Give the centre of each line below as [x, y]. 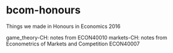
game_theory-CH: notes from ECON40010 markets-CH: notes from [87, 37]
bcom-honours [43, 10]
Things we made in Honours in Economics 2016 [63, 26]
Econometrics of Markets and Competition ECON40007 [73, 44]
